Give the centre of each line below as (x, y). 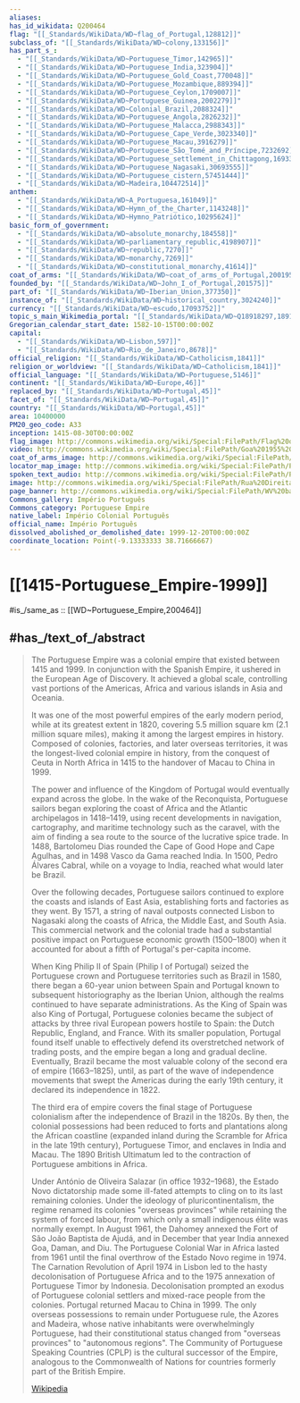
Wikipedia (50, 1388)
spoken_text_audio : (46, 475)
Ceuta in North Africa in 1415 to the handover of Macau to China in (153, 762)
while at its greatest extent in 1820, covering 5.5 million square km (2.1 (159, 724)
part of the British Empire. (79, 1371)
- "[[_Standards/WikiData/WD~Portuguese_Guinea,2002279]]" (129, 101)
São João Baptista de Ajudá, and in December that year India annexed (160, 1238)
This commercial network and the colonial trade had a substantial (151, 929)
